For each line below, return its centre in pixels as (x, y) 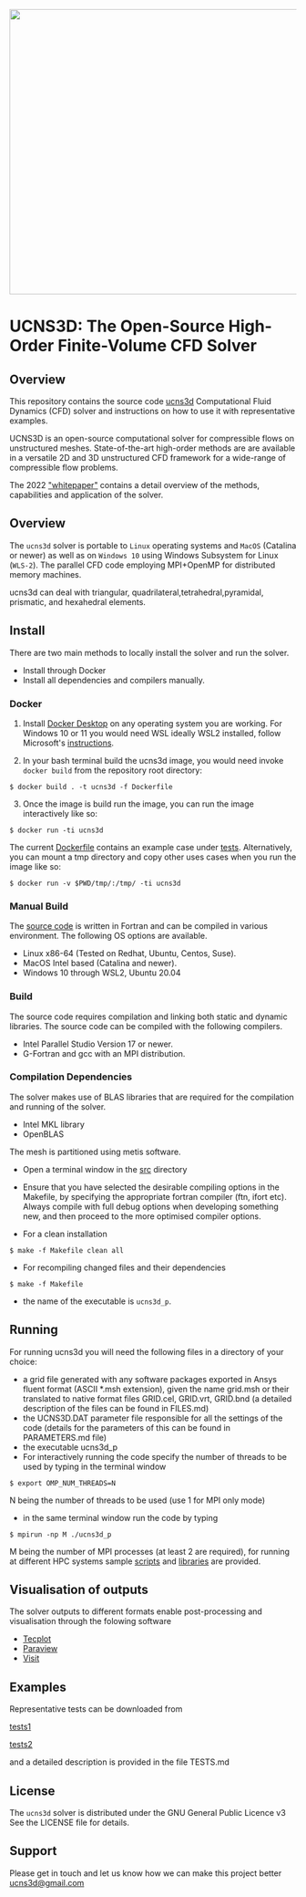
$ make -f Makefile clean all (67, 1250)
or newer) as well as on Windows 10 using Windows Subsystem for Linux (144, 555)
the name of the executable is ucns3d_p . (97, 1301)
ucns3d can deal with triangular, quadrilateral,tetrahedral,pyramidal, (137, 592)
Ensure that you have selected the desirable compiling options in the (151, 1187)
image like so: (36, 866)
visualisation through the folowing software (90, 1621)
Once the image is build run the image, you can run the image (138, 804)
